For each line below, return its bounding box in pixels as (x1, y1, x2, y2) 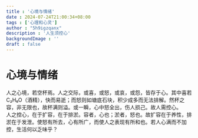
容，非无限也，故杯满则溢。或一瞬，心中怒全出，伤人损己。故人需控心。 (6, 103, 181, 110)
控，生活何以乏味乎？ (6, 126, 58, 133)
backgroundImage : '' (6, 36, 60, 42)
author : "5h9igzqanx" (6, 25, 62, 31)
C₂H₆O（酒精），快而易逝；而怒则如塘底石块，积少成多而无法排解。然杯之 (6, 96, 185, 103)
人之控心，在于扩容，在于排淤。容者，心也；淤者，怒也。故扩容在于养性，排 (6, 111, 192, 118)
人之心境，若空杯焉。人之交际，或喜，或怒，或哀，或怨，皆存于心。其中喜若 (6, 89, 192, 96)
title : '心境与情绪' (6, 8, 55, 15)
